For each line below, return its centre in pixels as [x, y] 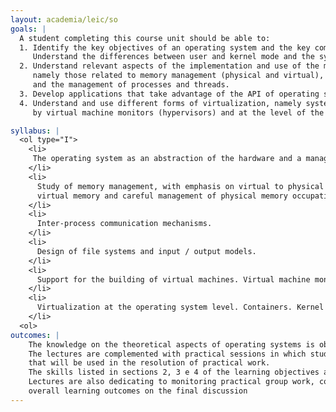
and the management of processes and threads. [131, 85]
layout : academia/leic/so [64, 19]
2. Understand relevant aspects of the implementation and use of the [169, 66]
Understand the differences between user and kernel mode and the [173, 57]
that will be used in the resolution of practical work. [149, 363]
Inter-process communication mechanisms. [124, 224]
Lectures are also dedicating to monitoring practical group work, [171, 382]
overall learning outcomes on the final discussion [138, 391]
